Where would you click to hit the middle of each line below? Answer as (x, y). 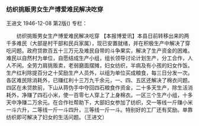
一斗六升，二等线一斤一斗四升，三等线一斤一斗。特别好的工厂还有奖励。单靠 (99, 110)
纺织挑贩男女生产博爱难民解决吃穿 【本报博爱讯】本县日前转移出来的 (100, 36)
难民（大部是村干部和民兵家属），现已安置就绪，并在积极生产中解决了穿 (103, 43)
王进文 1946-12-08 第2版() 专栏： (47, 23)
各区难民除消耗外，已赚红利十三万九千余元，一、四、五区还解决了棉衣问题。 (99, 80)
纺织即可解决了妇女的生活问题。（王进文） (57, 117)
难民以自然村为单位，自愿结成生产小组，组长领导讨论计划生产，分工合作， (97, 58)
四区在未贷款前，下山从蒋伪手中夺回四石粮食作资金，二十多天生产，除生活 (97, 88)
